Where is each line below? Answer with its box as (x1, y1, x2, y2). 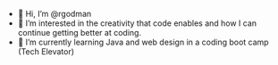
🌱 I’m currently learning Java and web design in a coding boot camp (17, 37, 270, 47)
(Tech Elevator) (17, 46, 74, 57)
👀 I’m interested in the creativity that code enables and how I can (17, 18, 257, 28)
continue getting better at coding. (17, 28, 141, 37)
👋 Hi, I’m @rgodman (17, 9, 92, 19)
